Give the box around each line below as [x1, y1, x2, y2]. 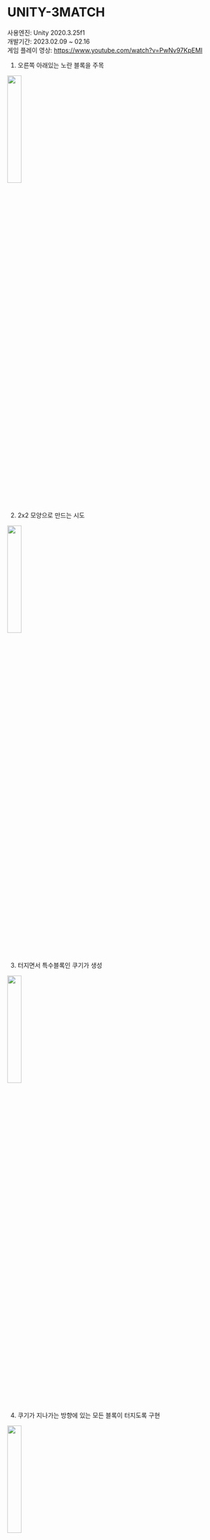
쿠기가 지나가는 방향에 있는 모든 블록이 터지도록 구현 [17, 1410, 160, 1419]
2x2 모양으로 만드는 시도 [17, 511, 86, 519]
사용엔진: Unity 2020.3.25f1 [7, 28, 86, 37]
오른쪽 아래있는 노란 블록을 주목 [17, 61, 104, 69]
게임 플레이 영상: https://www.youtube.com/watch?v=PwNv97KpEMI [7, 46, 203, 54]
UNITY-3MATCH [7, 4, 105, 20]
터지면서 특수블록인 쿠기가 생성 [17, 961, 103, 969]
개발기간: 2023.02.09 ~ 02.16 [7, 37, 90, 46]
